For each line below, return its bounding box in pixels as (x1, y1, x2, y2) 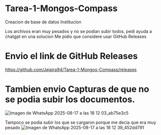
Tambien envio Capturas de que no (5, 84, 150, 95)
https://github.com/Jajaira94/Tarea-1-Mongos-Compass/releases (5, 67, 137, 72)
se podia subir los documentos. (5, 94, 135, 105)
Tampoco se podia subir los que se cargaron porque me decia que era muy (5, 119, 156, 125)
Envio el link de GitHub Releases (5, 51, 138, 62)
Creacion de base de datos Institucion (5, 19, 81, 25)
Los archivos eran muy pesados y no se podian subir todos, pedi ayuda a (5, 28, 152, 34)
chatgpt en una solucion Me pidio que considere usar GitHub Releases (5, 34, 147, 39)
